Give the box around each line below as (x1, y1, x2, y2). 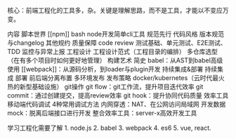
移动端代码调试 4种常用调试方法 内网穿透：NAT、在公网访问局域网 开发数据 (7, 100, 226, 108)
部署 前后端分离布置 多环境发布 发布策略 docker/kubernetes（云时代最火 (15, 74, 225, 82)
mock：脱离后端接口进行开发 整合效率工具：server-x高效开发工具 (7, 109, 197, 117)
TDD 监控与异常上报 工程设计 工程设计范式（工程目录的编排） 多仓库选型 (7, 48, 218, 55)
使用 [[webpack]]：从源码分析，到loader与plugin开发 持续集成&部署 (7, 65, 204, 73)
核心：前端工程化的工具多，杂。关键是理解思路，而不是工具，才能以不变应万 (7, 6, 229, 14)
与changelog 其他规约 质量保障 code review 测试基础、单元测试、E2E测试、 (7, 39, 227, 47)
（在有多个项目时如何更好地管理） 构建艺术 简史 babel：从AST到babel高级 (7, 56, 223, 65)
